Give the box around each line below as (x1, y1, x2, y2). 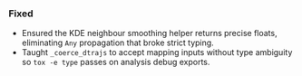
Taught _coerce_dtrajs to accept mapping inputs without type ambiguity (21, 47, 293, 58)
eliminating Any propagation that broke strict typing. (21, 37, 214, 48)
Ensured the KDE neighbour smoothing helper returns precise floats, (21, 28, 278, 39)
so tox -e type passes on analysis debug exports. (21, 57, 210, 68)
